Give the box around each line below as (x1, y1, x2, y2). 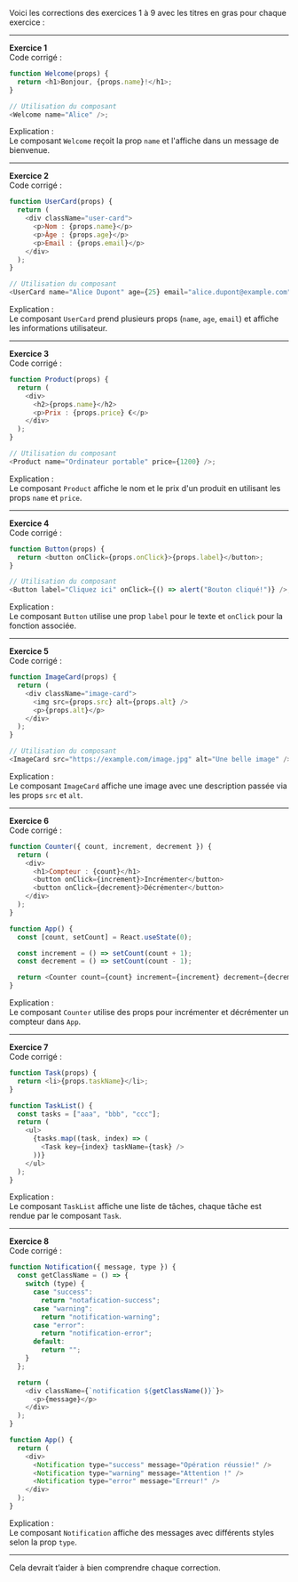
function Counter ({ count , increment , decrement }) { (9, 842, 213, 851)
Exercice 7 (9, 1042, 49, 1053)
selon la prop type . (9, 1537, 77, 1547)
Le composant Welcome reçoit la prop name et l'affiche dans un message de (9, 135, 279, 146)
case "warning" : (32, 1304, 93, 1313)
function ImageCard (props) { (9, 673, 117, 682)
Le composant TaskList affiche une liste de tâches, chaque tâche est (9, 1201, 262, 1212)
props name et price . (9, 492, 82, 503)
